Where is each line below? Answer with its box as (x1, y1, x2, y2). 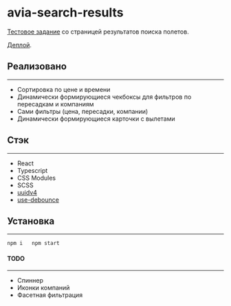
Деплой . (7, 40, 32, 49)
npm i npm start (7, 240, 60, 247)
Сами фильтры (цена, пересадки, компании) (16, 107, 148, 115)
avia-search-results (7, 5, 124, 21)
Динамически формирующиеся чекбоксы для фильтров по (16, 93, 192, 101)
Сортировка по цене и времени (16, 85, 111, 93)
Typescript (16, 166, 48, 174)
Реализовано (7, 60, 67, 73)
